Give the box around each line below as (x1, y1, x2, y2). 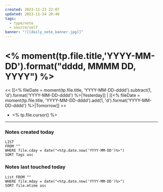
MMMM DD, (87, 61, 136, 72)
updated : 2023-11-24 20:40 (5, 12, 60, 16)
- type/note (9, 20, 34, 26)
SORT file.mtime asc (5, 183, 47, 188)
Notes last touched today (5, 163, 66, 170)
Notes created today (5, 128, 54, 135)
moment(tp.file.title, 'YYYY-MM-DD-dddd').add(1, (5, 97, 104, 103)
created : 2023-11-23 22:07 (5, 7, 60, 12)
